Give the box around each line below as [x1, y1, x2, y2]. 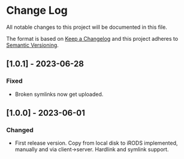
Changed [6, 125, 34, 134]
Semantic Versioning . [6, 41, 59, 49]
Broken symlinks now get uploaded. [14, 91, 104, 98]
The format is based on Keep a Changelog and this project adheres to [6, 35, 179, 42]
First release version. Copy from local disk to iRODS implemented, [14, 139, 178, 147]
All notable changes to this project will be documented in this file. [6, 23, 168, 31]
